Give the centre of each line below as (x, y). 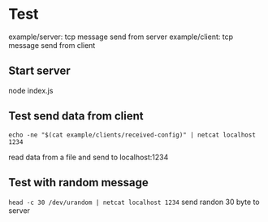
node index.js (31, 90)
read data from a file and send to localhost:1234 (89, 157)
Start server (39, 71)
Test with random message (78, 183)
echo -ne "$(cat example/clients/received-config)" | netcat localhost (132, 135)
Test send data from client (76, 116)
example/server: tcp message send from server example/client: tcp (121, 37)
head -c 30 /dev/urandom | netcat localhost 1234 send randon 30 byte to (134, 202)
